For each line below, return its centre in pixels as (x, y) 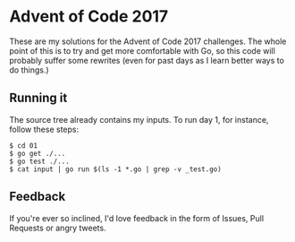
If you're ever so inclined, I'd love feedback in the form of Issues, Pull (137, 218)
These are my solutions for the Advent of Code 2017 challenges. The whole (148, 41)
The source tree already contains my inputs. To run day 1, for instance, (139, 119)
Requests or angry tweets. (58, 228)
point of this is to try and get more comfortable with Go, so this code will (142, 50)
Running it (38, 98)
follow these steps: (44, 129)
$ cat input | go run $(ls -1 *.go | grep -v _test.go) (115, 169)
